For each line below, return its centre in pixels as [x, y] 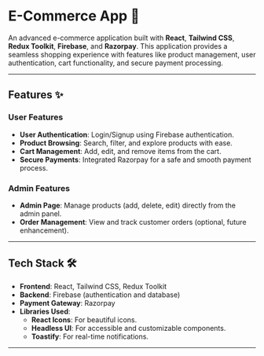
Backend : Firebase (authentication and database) [100, 295]
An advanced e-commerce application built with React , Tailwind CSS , [121, 38]
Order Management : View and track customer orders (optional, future [133, 222]
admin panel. [40, 213]
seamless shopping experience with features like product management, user [132, 54]
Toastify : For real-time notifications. [90, 336]
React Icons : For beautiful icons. [84, 319]
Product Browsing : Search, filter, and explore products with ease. [126, 143]
